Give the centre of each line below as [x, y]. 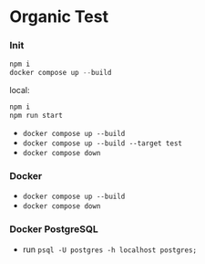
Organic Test [59, 17]
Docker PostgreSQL [54, 229]
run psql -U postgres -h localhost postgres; [110, 249]
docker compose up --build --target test [102, 143]
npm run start [36, 116]
